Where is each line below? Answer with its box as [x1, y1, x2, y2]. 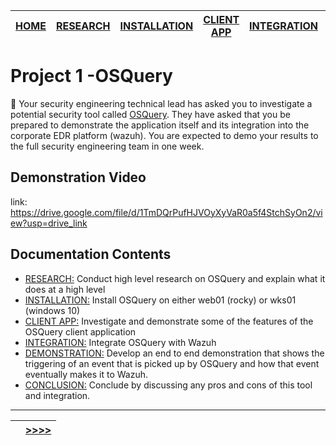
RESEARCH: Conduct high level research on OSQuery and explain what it [24, 272, 326, 284]
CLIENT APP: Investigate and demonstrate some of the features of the [24, 315, 314, 327]
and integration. [24, 389, 91, 401]
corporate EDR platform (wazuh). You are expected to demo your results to [10, 129, 319, 141]
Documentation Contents [10, 246, 172, 263]
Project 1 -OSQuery [10, 65, 173, 88]
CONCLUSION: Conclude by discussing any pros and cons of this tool [24, 379, 313, 391]
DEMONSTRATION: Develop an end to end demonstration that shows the [24, 347, 325, 359]
